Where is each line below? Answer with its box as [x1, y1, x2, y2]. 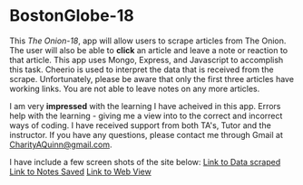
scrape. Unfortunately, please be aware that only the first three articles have [9, 73, 295, 84]
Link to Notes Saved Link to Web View [9, 166, 151, 177]
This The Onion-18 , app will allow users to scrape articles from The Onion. [9, 35, 287, 46]
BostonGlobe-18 [9, 5, 134, 26]
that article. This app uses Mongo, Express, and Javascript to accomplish [9, 54, 284, 65]
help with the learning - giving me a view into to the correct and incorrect [9, 110, 283, 121]
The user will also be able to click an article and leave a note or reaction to [9, 44, 288, 55]
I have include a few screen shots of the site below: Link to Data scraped [9, 156, 281, 167]
